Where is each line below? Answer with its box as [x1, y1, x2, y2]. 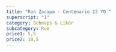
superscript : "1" [6, 14, 50, 20]
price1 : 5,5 [6, 31, 36, 37]
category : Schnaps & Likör [6, 20, 74, 26]
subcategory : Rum [6, 25, 50, 32]
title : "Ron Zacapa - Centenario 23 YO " [6, 8, 112, 15]
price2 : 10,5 [6, 36, 39, 42]
